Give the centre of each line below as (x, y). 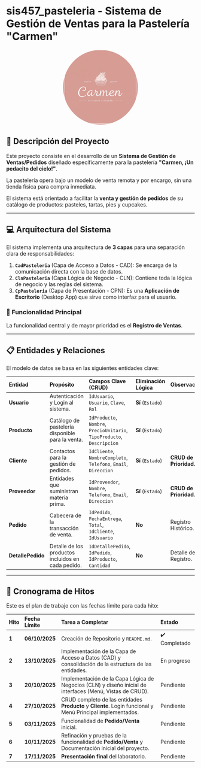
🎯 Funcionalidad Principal (44, 312)
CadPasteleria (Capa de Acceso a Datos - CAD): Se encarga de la (96, 265)
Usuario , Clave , (107, 403)
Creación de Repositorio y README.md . (106, 638)
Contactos (63, 451)
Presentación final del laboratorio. (103, 757)
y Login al (62, 403)
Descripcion (103, 443)
